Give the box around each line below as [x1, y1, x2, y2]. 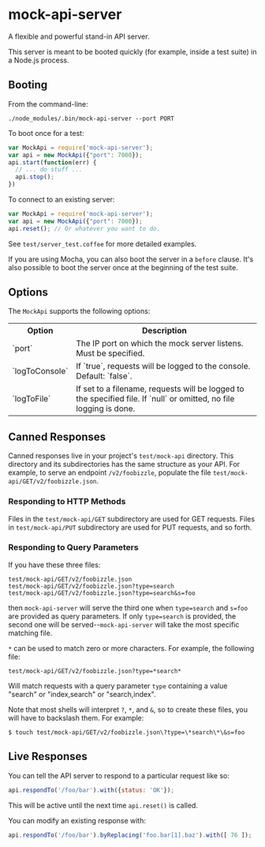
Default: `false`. [76, 371, 132, 382]
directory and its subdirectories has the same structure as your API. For [8, 460, 241, 469]
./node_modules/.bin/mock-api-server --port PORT [8, 115, 175, 122]
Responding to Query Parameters [8, 542, 140, 553]
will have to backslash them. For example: [8, 713, 144, 722]
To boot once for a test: [8, 128, 84, 137]
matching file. [8, 628, 53, 638]
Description [141, 326, 187, 337]
